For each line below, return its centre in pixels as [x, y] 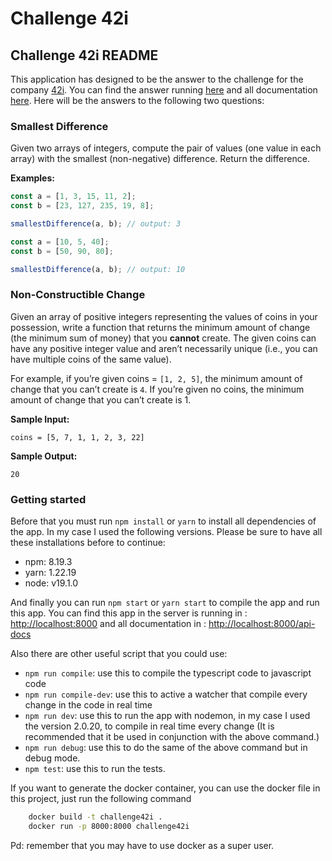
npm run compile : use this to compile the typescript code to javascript [168, 673]
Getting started [48, 499]
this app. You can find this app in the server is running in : [129, 613]
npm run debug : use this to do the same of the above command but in [166, 748]
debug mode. [52, 758]
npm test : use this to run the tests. [95, 769]
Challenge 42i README [84, 55]
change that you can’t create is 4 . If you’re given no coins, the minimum [157, 389]
